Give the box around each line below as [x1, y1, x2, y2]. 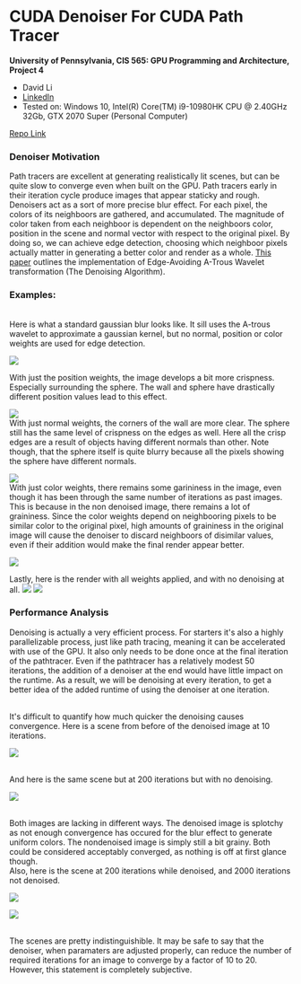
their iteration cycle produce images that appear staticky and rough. [9, 190, 260, 201]
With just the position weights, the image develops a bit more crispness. [9, 372, 275, 382]
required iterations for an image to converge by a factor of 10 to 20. [9, 954, 258, 965]
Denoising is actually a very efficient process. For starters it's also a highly [9, 627, 284, 637]
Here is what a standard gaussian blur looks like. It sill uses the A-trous [9, 319, 271, 329]
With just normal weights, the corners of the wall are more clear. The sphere [9, 417, 290, 428]
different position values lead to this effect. [9, 391, 168, 401]
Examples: [9, 289, 56, 302]
